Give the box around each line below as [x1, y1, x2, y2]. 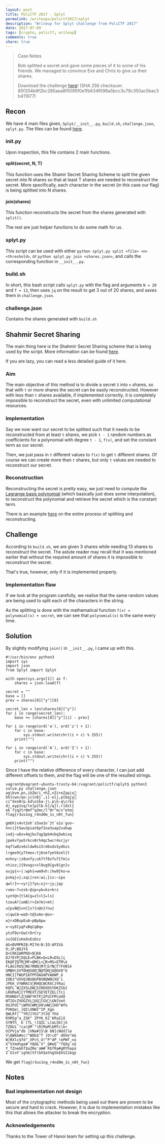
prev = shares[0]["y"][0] [5, 698, 59, 703]
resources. [5, 403, 28, 409]
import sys [5, 659, 28, 664]
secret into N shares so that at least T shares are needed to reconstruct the [5, 177, 158, 183]
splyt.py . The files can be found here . [5, 125, 83, 131]
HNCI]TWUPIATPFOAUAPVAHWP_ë [5, 972, 64, 978]
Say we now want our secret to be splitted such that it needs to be [5, 426, 140, 432]
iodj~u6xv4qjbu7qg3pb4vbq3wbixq [5, 831, 72, 837]
